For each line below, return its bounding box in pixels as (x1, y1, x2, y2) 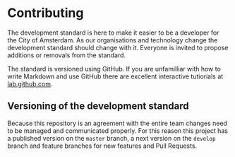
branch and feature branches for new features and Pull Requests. (7, 141, 198, 150)
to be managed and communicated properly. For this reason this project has (7, 126, 228, 135)
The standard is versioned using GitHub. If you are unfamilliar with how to (7, 64, 221, 73)
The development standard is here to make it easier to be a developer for (7, 28, 219, 37)
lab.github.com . (7, 79, 53, 88)
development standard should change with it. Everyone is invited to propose (7, 43, 229, 52)
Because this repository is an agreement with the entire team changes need (7, 119, 228, 127)
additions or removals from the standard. (7, 51, 126, 59)
